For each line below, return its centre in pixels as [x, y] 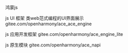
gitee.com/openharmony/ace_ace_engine [49, 24]
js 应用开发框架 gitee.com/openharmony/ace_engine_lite [64, 34]
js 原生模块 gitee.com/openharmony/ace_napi [53, 45]
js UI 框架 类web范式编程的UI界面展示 [44, 18]
